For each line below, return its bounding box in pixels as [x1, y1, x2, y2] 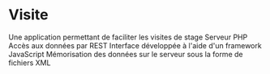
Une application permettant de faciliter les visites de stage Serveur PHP [8, 32, 248, 42]
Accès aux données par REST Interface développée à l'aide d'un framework [8, 40, 262, 50]
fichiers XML [8, 58, 51, 68]
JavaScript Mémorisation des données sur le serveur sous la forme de [8, 49, 243, 59]
